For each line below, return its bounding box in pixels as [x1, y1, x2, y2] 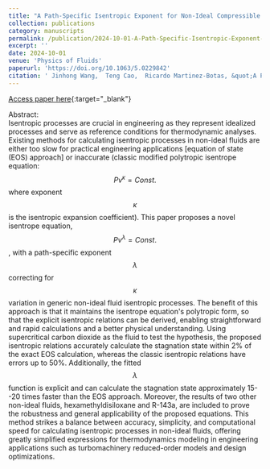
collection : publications [8, 19, 95, 27]
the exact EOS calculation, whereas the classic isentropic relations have [8, 349, 247, 359]
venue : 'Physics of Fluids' [8, 57, 103, 65]
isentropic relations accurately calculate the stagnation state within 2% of [8, 340, 252, 351]
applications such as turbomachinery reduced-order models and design [8, 442, 247, 452]
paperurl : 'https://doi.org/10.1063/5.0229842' [8, 64, 171, 73]
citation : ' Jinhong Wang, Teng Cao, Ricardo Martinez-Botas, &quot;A [8, 72, 257, 80]
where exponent [8, 187, 63, 197]
